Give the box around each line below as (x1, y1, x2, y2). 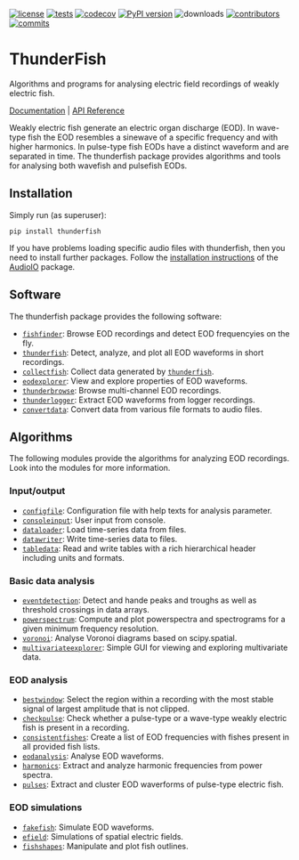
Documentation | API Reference (9, 105, 125, 116)
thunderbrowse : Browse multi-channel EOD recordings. (21, 385, 222, 395)
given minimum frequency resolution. (21, 623, 159, 634)
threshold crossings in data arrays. (21, 604, 149, 614)
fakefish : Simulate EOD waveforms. (21, 822, 155, 832)
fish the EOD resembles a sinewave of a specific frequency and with (28, 132, 279, 142)
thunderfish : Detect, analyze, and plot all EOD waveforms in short (21, 347, 264, 358)
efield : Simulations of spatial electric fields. (21, 831, 184, 841)
